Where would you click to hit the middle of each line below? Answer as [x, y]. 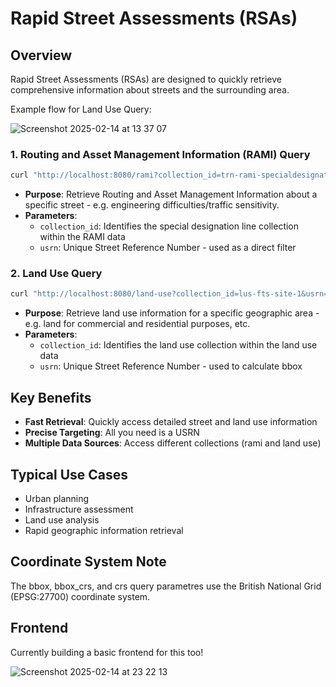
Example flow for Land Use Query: [81, 109]
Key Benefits [51, 397]
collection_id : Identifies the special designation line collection [169, 226]
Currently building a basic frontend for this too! [107, 652]
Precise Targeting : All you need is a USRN [112, 433]
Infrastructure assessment [79, 509]
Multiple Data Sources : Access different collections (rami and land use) [173, 443]
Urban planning [57, 498]
